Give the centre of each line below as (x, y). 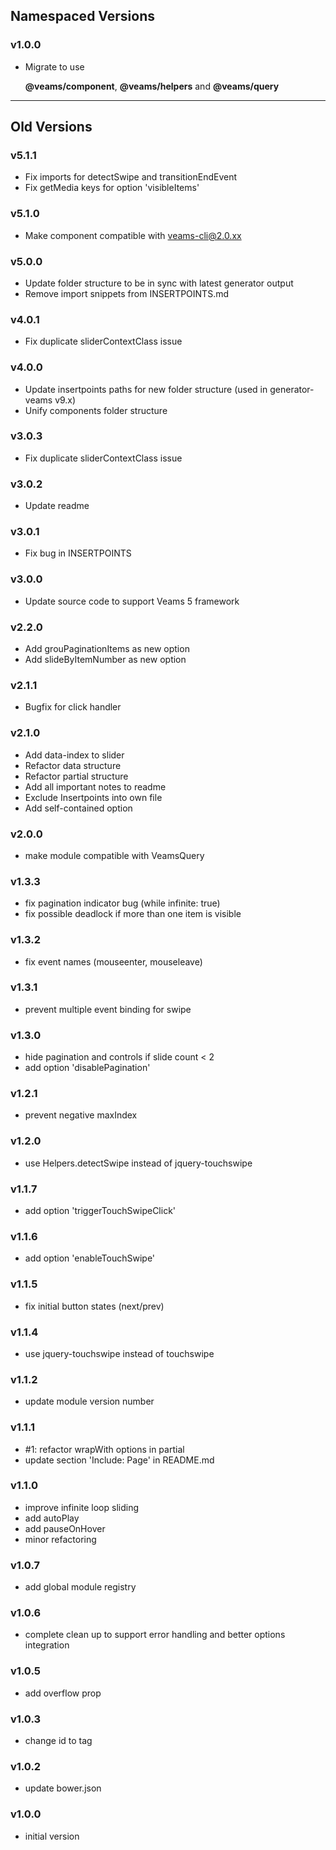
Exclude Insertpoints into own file (93, 797)
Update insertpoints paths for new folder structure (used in (146, 389)
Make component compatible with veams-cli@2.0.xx (133, 235)
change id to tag (58, 1740)
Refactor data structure (73, 765)
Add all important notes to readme (95, 786)
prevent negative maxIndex (81, 1115)
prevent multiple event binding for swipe (108, 1009)
